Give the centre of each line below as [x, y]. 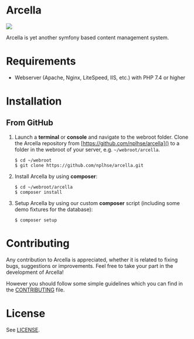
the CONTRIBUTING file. [35, 290]
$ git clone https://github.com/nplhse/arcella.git [79, 165]
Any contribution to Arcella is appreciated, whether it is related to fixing [92, 260]
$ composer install [38, 192]
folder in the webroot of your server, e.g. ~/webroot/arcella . [87, 149]
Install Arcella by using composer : [56, 176]
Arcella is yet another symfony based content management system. [88, 37]
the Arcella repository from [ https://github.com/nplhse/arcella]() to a [97, 143]
